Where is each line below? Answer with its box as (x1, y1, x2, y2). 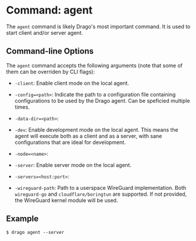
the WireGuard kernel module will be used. (14, 196, 118, 203)
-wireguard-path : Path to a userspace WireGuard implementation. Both (14, 184, 187, 191)
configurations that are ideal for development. (14, 139, 126, 146)
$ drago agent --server (6, 229, 65, 235)
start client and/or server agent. (6, 29, 84, 36)
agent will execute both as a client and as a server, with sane (14, 132, 162, 139)
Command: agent (6, 4, 93, 17)
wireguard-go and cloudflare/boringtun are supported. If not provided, (14, 190, 187, 198)
